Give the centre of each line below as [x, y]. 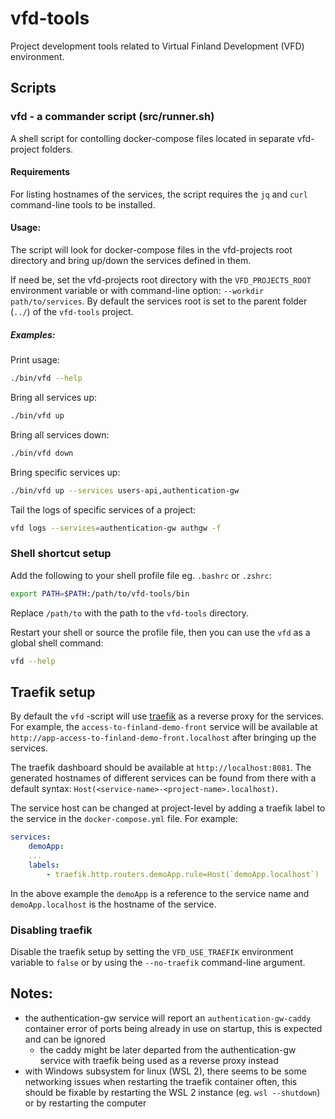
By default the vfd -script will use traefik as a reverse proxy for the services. [167, 716]
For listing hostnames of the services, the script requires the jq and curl [159, 194]
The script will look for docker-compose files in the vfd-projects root [151, 250]
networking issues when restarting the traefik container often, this [161, 1081]
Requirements [40, 172]
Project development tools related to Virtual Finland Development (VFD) [157, 46]
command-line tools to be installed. [83, 204]
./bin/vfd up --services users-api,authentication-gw [125, 490]
